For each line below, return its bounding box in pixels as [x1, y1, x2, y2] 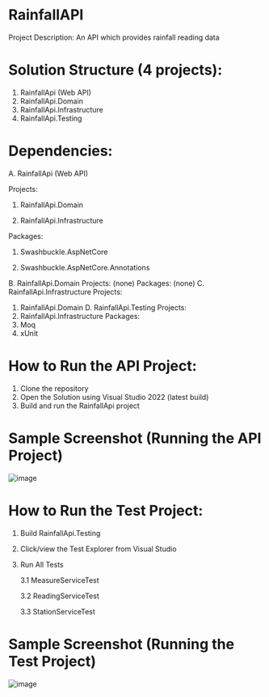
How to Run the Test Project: [8, 501, 204, 520]
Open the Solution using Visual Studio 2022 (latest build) [19, 392, 209, 402]
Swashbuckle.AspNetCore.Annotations [19, 262, 150, 272]
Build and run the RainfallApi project [19, 401, 140, 410]
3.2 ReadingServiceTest [19, 591, 99, 601]
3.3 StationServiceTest [19, 606, 95, 616]
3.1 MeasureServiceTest [19, 575, 99, 584]
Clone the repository [19, 383, 89, 393]
